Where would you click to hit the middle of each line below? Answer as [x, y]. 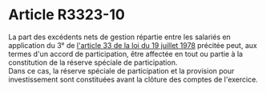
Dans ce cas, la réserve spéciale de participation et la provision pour [121, 70]
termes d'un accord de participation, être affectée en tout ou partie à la [125, 54]
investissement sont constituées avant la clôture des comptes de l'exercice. [133, 79]
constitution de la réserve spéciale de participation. [93, 62]
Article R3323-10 [67, 15]
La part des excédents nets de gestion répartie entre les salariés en [119, 37]
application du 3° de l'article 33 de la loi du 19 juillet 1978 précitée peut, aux [133, 45]
